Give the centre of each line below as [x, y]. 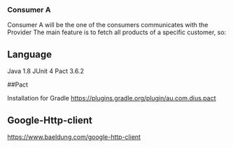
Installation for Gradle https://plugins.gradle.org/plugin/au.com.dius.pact [112, 98]
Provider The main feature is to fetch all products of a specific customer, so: [117, 32]
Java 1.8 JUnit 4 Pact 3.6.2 [45, 71]
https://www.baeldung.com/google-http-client [74, 137]
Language [30, 54]
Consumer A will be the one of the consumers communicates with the [108, 25]
